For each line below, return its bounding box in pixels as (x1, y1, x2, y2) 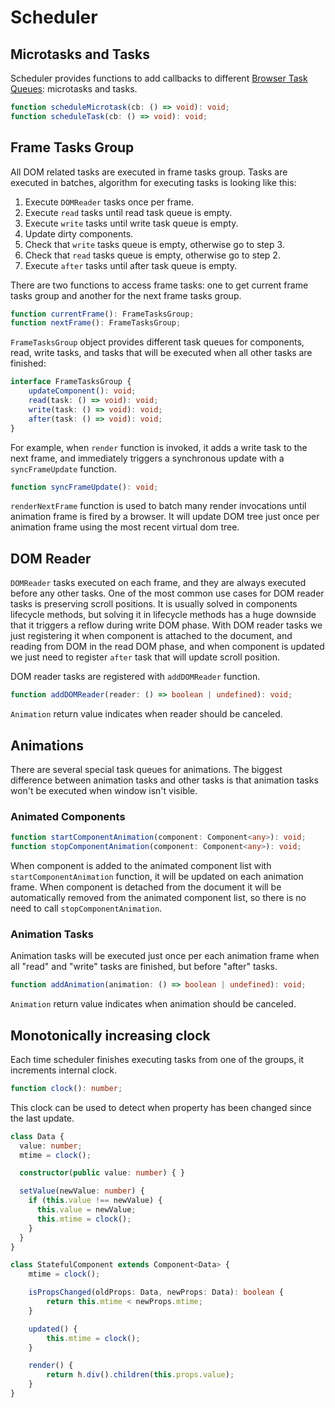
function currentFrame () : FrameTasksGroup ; (10, 309, 195, 319)
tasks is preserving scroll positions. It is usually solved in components (10, 598, 298, 610)
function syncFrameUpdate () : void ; (10, 482, 159, 492)
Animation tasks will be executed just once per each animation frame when (10, 950, 320, 962)
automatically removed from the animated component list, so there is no (10, 891, 307, 903)
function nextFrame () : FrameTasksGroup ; (10, 318, 182, 328)
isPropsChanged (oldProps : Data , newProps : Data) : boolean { (28, 1287, 284, 1298)
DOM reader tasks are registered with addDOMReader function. (10, 671, 261, 683)
